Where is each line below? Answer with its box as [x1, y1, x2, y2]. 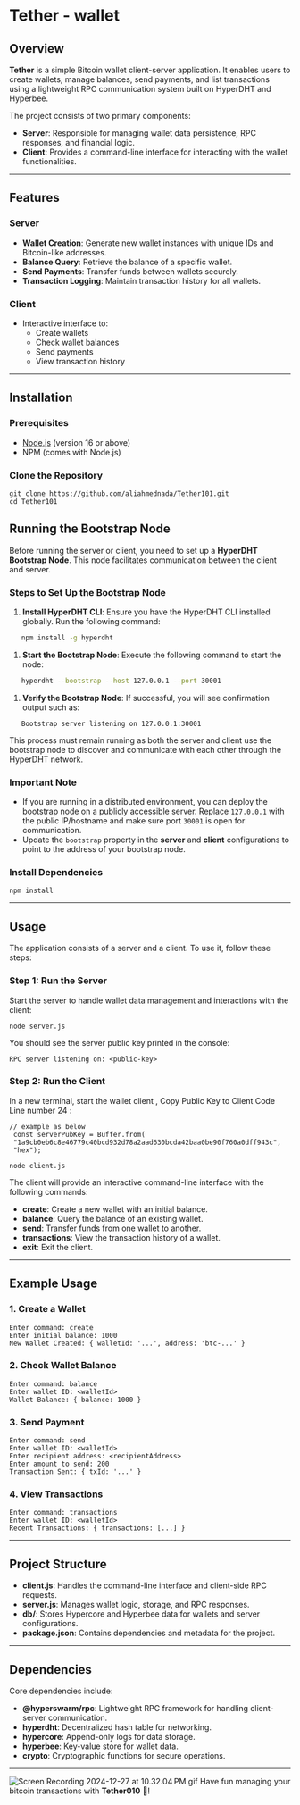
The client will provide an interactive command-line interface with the [9, 1176, 265, 1188]
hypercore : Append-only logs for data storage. [21, 1732, 196, 1742]
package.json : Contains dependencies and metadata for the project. [21, 1627, 276, 1639]
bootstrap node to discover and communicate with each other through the [9, 744, 282, 755]
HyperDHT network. [9, 754, 84, 765]
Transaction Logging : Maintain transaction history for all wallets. [21, 275, 262, 286]
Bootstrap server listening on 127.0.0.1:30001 [21, 719, 202, 728]
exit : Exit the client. [21, 1241, 94, 1252]
